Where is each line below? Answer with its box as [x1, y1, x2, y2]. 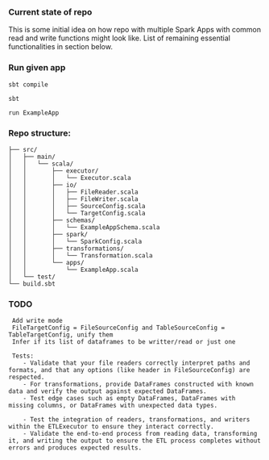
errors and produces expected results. [8, 444, 143, 452]
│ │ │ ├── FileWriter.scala [8, 194, 139, 203]
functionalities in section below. [8, 42, 113, 52]
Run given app [8, 62, 66, 73]
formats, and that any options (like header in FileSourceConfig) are [8, 366, 250, 374]
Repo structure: [8, 128, 71, 139]
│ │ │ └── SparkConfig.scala [8, 237, 143, 245]
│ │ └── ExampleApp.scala [8, 266, 139, 274]
